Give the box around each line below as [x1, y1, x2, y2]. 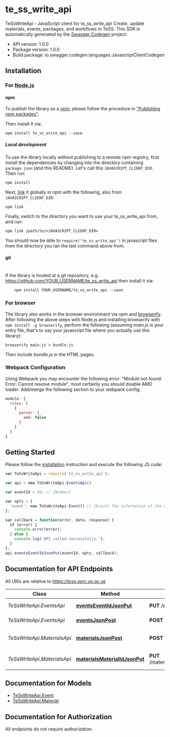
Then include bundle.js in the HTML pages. [5, 351, 95, 357]
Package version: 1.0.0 [12, 46, 60, 52]
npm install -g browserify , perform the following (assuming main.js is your [5, 322, 164, 328]
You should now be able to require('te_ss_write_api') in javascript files [5, 237, 157, 243]
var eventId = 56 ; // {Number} [5, 489, 71, 495]
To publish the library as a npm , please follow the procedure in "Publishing [5, 106, 160, 112]
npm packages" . [5, 111, 39, 117]
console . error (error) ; [14, 527, 62, 532]
